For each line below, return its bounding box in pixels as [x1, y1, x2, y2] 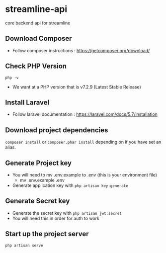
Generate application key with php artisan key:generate [12, 182, 128, 188]
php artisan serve [5, 243, 43, 248]
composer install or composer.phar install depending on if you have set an [5, 139, 162, 145]
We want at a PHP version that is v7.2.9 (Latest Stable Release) [12, 84, 141, 90]
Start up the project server [5, 230, 89, 238]
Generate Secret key [5, 197, 70, 205]
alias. [5, 144, 16, 150]
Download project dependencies [5, 126, 108, 134]
